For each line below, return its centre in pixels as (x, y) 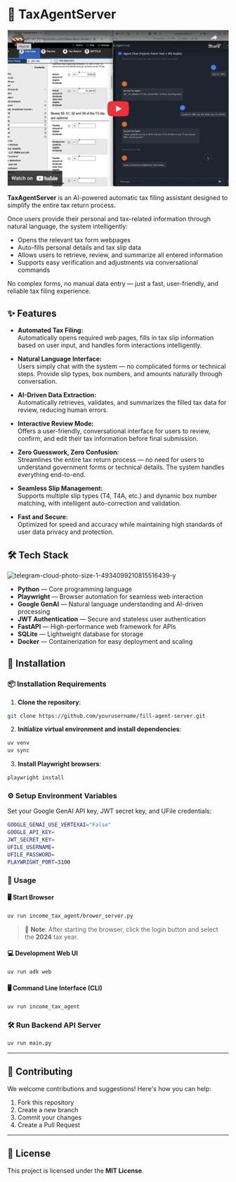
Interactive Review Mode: (55, 424)
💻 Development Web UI (43, 953)
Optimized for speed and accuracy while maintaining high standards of (120, 525)
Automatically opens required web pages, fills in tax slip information (116, 338)
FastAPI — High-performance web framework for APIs (97, 626)
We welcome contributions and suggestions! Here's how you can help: (110, 1088)
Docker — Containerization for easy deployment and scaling (105, 641)
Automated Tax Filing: (50, 330)
